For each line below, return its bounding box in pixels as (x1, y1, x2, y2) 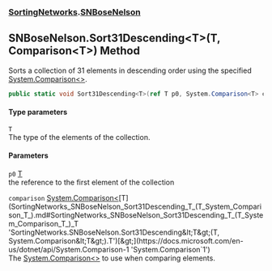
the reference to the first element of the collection (8, 177, 175, 188)
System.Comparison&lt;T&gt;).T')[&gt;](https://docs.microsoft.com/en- (8, 236, 244, 246)
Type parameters (8, 108, 68, 117)
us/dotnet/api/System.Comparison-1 (8, 245, 130, 255)
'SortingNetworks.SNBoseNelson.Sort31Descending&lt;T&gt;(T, (8, 227, 220, 237)
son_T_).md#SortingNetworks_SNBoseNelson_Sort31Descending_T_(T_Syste (8, 210, 264, 220)
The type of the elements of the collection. (8, 132, 151, 142)
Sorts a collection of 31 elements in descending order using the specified (8, 66, 253, 75)
